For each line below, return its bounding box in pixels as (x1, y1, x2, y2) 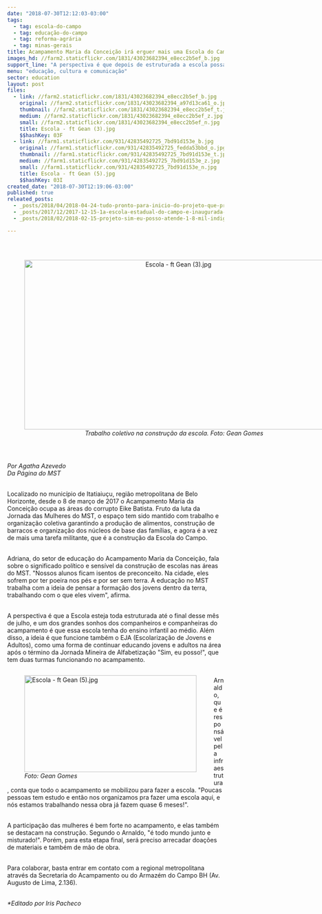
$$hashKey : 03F (19, 132, 63, 138)
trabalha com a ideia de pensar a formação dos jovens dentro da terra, (7, 583, 208, 592)
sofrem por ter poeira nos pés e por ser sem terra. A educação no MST (7, 576, 209, 584)
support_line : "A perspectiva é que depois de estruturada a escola (7, 61, 208, 68)
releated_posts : (7, 196, 54, 203)
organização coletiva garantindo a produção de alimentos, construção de (7, 519, 215, 527)
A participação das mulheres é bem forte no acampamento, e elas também (7, 821, 219, 829)
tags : (7, 17, 23, 23)
